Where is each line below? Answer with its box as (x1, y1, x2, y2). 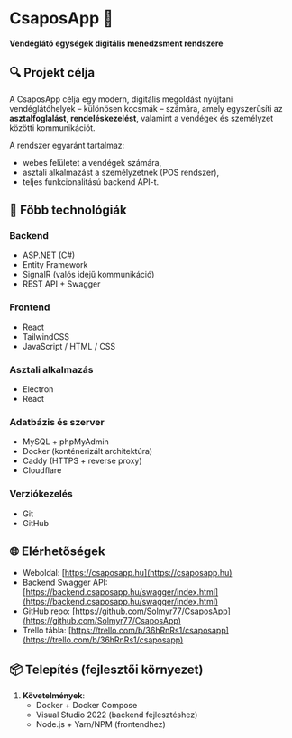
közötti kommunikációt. (9, 122, 96, 133)
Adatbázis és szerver (9, 415, 105, 428)
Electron (22, 384, 54, 395)
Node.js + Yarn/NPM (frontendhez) (35, 719, 166, 730)
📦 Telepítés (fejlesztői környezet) (9, 661, 204, 677)
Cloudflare (22, 465, 62, 476)
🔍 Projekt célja (9, 65, 96, 80)
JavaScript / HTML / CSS (22, 341, 116, 351)
